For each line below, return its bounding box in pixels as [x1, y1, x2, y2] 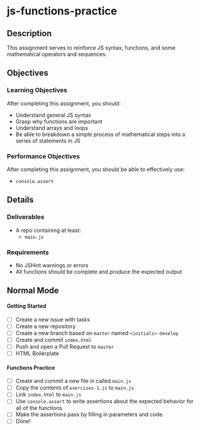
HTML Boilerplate [15, 349, 60, 357]
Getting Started [7, 302, 47, 310]
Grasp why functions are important [15, 117, 102, 125]
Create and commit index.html [15, 336, 92, 343]
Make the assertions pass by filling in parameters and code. [15, 411, 164, 418]
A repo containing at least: [15, 226, 81, 234]
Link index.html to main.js [15, 391, 82, 398]
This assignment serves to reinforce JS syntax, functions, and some [7, 44, 176, 51]
